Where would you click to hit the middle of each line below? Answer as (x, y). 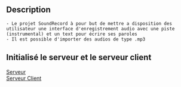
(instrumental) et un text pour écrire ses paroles (72, 34)
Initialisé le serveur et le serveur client (79, 58)
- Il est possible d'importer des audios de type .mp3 (76, 39)
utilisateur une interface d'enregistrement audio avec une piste (90, 29)
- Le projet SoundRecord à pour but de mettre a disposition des (89, 23)
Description (28, 10)
